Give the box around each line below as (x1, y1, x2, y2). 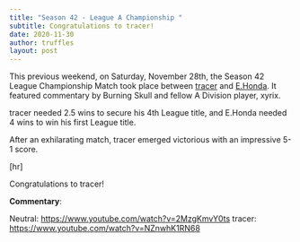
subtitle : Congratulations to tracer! (9, 22, 154, 30)
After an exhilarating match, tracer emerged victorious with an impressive (9, 134, 281, 145)
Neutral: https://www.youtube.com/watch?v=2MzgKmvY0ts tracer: (9, 213, 257, 224)
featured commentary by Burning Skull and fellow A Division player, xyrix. (9, 91, 281, 101)
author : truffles (9, 38, 75, 48)
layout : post (9, 47, 58, 56)
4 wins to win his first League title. (9, 117, 137, 128)
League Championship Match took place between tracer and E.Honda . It (9, 81, 277, 91)
